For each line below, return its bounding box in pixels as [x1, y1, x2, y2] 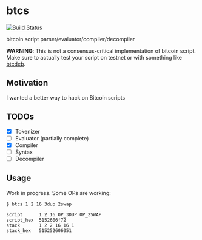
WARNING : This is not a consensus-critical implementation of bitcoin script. [6, 47, 196, 55]
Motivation [6, 78, 49, 88]
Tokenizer [15, 128, 41, 135]
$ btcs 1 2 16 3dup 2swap [6, 201, 72, 207]
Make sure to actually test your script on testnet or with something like [6, 53, 182, 61]
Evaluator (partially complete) [15, 134, 89, 142]
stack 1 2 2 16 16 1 [6, 222, 75, 228]
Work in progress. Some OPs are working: [6, 189, 111, 196]
